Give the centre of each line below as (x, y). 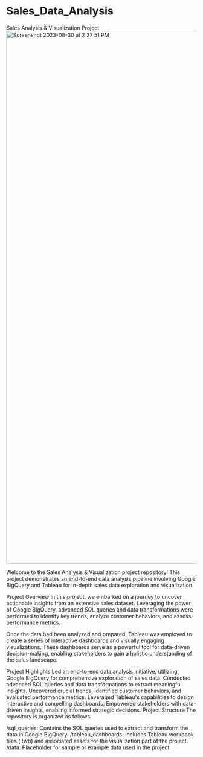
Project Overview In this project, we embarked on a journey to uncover (94, 596)
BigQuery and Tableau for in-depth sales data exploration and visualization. (100, 585)
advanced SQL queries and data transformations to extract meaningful (94, 684)
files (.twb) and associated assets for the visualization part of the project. (97, 741)
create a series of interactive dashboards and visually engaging (85, 640)
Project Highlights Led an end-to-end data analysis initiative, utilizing (92, 671)
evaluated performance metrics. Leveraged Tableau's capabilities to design (100, 697)
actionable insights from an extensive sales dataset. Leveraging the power (99, 603)
